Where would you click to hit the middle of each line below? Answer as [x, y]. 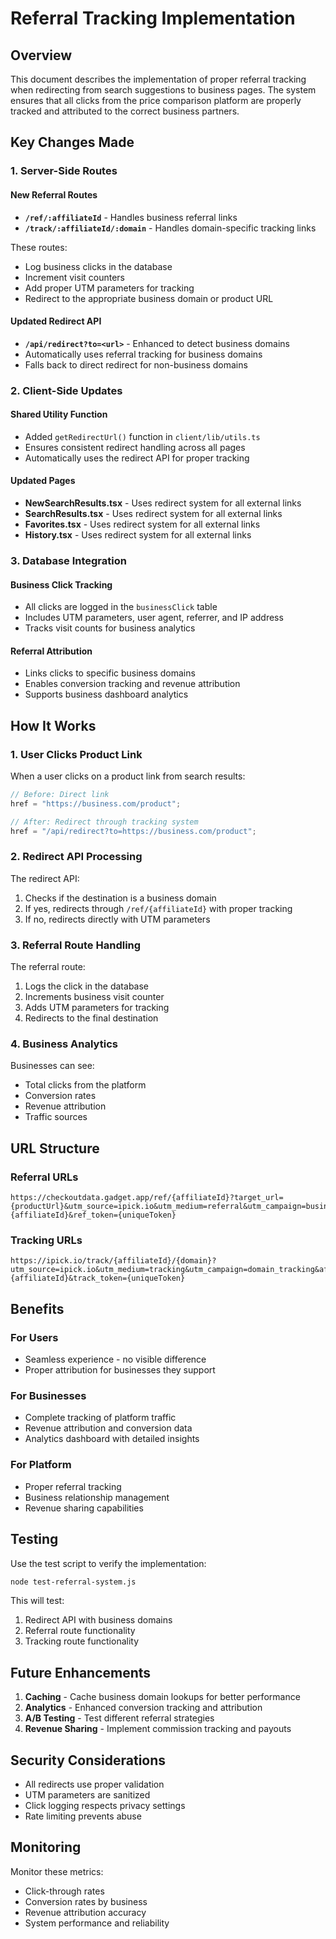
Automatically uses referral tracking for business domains [143, 354]
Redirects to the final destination [91, 1018]
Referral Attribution [51, 651]
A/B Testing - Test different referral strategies [119, 1718]
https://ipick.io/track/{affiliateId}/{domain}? [113, 1261]
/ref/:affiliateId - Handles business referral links [131, 217]
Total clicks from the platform [85, 1085]
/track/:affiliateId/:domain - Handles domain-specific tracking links [170, 228]
